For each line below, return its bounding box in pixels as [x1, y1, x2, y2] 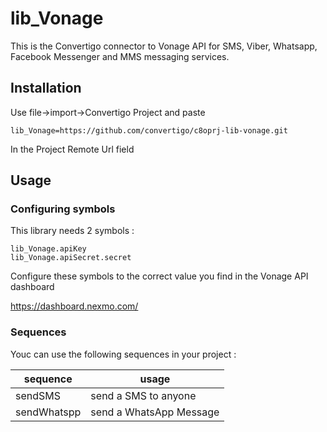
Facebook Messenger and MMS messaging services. [10, 50, 230, 62]
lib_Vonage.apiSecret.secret [10, 253, 132, 263]
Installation [10, 80, 82, 97]
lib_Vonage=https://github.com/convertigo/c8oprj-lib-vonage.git [10, 125, 288, 136]
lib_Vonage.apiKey [10, 244, 87, 254]
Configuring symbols [10, 202, 116, 216]
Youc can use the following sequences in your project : [10, 348, 237, 360]
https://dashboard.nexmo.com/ [10, 300, 139, 312]
